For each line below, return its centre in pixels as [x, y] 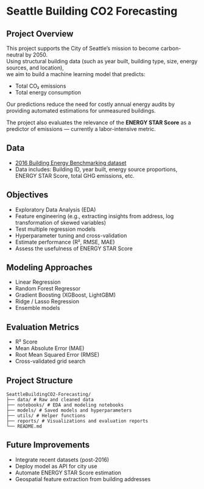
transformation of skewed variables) [61, 222]
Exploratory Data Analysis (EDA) [55, 209]
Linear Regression [38, 282]
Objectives [27, 195]
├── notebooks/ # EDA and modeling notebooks [65, 405]
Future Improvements [48, 445]
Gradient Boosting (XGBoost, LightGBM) [65, 295]
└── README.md [24, 427]
